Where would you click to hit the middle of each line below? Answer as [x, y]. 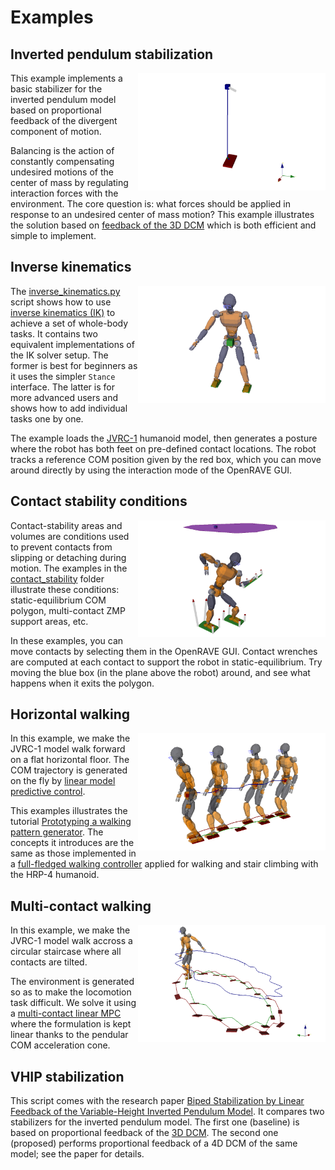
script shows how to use [61, 302]
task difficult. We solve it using [73, 1003]
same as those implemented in [73, 853]
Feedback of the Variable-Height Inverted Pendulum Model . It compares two [167, 1112]
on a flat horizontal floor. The [70, 760]
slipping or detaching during [68, 557]
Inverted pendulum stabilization [112, 54]
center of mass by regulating [69, 182]
